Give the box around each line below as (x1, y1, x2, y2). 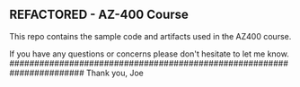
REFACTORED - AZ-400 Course (9, 7, 189, 22)
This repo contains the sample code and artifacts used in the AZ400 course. (9, 30, 292, 41)
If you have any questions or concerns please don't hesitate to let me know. (9, 48, 289, 59)
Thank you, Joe (85, 67, 144, 78)
